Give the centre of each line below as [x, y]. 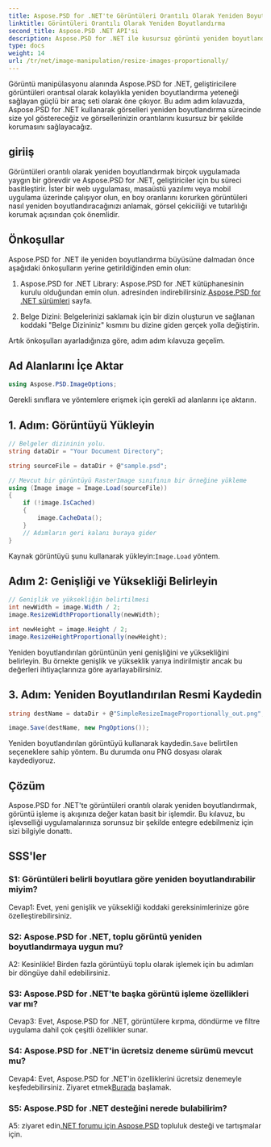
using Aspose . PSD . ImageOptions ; [63, 384]
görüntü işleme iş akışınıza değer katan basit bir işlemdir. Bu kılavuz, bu [127, 814]
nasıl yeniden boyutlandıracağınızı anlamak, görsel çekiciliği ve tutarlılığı [128, 206]
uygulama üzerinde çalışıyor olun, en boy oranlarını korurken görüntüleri [128, 197]
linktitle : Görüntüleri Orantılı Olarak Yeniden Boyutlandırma [117, 23]
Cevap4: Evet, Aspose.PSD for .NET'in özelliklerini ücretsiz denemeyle [125, 1078]
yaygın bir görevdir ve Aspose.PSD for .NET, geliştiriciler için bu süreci [125, 180]
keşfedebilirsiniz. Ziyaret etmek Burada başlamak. [90, 1087]
